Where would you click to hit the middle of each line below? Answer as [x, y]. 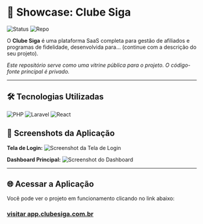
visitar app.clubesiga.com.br [50, 214]
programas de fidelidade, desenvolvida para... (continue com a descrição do [102, 47]
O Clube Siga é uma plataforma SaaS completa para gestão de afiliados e [98, 40]
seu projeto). [23, 53]
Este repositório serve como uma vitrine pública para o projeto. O [88, 65]
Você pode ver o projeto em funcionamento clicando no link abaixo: [91, 199]
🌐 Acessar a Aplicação [50, 184]
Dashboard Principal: [34, 160]
